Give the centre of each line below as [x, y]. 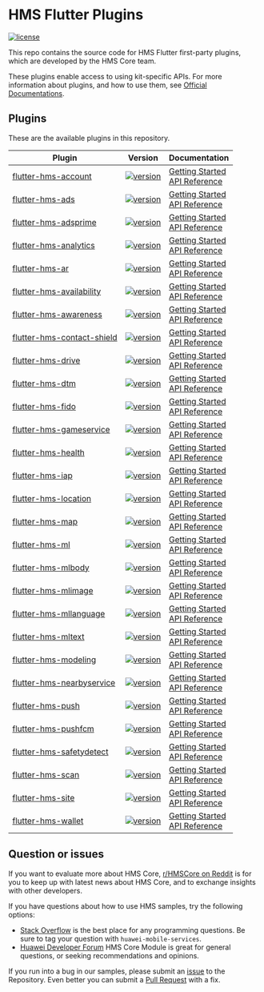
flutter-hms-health [49, 452]
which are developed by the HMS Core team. [82, 61]
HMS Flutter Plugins [76, 15]
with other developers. [45, 890]
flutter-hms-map [45, 521]
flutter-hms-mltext [49, 637]
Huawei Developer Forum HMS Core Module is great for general [125, 947]
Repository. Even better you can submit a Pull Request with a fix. [114, 979]
